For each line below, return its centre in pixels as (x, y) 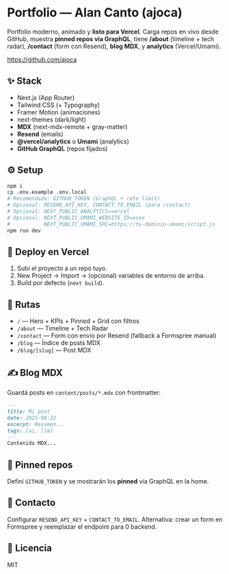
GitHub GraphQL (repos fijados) (62, 148)
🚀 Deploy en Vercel (48, 252)
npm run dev (24, 230)
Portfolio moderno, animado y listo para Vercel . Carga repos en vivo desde (113, 32)
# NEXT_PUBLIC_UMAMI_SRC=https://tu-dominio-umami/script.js (111, 224)
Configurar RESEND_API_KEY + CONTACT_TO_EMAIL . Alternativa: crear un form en (115, 519)
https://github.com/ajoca (42, 59)
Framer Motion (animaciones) (58, 112)
